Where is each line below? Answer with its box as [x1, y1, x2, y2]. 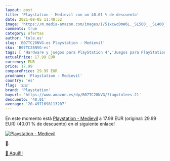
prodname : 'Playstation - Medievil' [5, 73, 82, 78]
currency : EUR [5, 59, 35, 64]
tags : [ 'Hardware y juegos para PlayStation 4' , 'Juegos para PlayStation [5, 50, 166, 55]
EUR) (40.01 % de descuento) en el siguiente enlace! [5, 121, 115, 127]
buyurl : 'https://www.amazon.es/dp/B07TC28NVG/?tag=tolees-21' [5, 92, 142, 97]
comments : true [5, 26, 37, 31]
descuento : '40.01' [5, 97, 47, 102]
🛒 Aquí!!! [5, 150, 23, 156]
